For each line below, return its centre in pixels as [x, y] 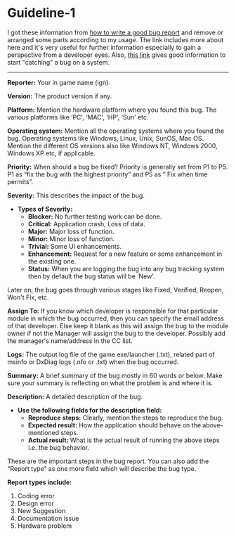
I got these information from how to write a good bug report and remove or [115, 32]
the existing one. [52, 261]
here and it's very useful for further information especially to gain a [104, 47]
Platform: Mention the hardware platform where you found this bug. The [112, 110]
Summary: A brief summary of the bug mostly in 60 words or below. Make [115, 375]
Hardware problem [45, 526]
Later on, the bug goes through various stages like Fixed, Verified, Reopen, [116, 290]
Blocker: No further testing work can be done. [95, 216]
